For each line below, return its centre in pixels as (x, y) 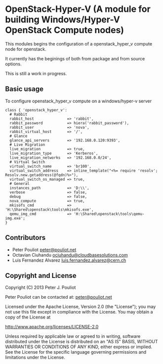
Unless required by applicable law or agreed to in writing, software (73, 336)
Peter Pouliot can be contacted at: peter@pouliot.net (59, 297)
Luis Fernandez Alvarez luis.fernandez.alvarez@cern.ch (69, 260)
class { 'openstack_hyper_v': (36, 110)
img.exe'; (15, 218)
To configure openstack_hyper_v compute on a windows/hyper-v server (79, 101)
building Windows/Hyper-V (62, 20)
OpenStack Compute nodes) (65, 30)
